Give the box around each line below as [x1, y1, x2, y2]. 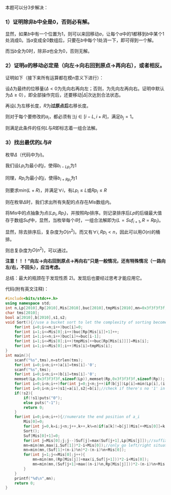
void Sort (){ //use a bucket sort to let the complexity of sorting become [5, 319, 167, 325]
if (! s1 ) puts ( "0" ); [23, 395, 63, 400]
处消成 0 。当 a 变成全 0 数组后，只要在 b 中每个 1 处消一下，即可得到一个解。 [5, 37, 157, 43]
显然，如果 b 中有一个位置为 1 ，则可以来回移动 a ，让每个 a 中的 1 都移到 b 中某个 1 [5, 31, 164, 37]
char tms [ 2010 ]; [5, 310, 40, 315]
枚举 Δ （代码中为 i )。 [5, 152, 47, 158]
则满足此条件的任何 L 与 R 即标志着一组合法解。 [5, 125, 100, 131]
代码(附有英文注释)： [5, 286, 49, 292]
